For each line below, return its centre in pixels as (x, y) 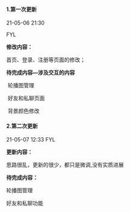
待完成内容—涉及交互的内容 (41, 73)
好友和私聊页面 (26, 98)
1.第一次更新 (22, 9)
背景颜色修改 (23, 111)
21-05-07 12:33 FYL (31, 140)
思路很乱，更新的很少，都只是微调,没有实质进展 (65, 165)
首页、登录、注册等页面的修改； (46, 60)
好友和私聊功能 (25, 203)
